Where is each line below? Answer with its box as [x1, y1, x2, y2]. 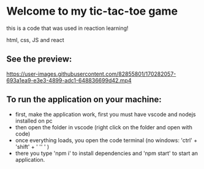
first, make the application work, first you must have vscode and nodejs [15, 110, 196, 118]
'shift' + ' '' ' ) [15, 143, 50, 150]
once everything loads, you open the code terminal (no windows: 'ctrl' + [15, 136, 198, 144]
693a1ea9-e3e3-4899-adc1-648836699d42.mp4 [6, 76, 132, 84]
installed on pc [15, 117, 53, 124]
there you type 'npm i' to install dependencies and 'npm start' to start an [15, 149, 198, 157]
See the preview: [6, 54, 72, 65]
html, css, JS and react [6, 36, 64, 43]
